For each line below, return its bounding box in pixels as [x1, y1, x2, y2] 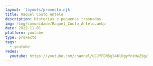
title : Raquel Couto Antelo [5, 12, 64, 17]
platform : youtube [5, 30, 43, 35]
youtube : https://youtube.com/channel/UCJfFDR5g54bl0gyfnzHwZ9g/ [9, 53, 149, 59]
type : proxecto [5, 35, 37, 40]
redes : [5, 49, 19, 54]
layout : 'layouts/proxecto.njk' [5, 7, 72, 12]
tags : [5, 40, 16, 45]
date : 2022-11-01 [5, 26, 41, 31]
